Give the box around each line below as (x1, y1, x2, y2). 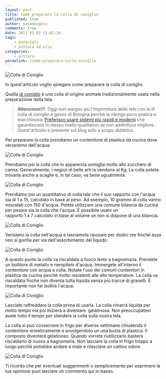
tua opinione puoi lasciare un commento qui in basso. (5, 368, 114, 374)
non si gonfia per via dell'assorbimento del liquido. (5, 237, 108, 243)
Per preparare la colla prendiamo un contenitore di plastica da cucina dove (5, 137, 158, 143)
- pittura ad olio (14, 44, 52, 49)
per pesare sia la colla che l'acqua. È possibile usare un (5, 207, 118, 213)
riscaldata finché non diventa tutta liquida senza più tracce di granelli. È (5, 277, 151, 284)
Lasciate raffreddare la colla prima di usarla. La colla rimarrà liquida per (5, 302, 151, 308)
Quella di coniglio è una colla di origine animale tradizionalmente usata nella (5, 91, 160, 97)
